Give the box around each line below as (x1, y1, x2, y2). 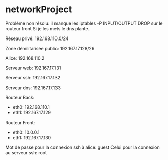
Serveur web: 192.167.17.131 (5, 65, 61, 71)
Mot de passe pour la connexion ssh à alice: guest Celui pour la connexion (5, 144, 160, 150)
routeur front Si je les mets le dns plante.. (5, 25, 91, 31)
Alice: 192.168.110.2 (5, 55, 45, 61)
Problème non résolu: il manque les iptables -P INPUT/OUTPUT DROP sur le (5, 20, 163, 26)
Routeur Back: (5, 94, 35, 100)
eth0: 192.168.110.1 (12, 104, 50, 110)
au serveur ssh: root (5, 149, 47, 155)
